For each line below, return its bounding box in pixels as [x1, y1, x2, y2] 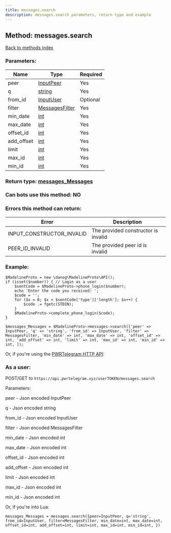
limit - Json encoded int [5, 474, 55, 480]
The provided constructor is [91, 227, 158, 234]
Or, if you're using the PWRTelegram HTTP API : [5, 351, 105, 357]
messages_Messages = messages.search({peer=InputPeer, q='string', [5, 514, 152, 519]
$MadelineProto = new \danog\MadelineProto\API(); [5, 275, 115, 280]
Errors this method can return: [5, 205, 82, 212]
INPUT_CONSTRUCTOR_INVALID [8, 230, 87, 237]
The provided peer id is [91, 241, 147, 248]
